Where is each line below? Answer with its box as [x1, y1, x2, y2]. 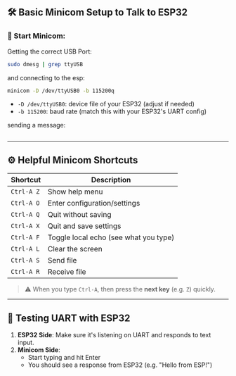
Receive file [48, 267, 86, 277]
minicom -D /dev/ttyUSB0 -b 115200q [7, 87, 114, 94]
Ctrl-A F [11, 234, 40, 242]
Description [91, 175, 131, 185]
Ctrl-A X [11, 222, 40, 230]
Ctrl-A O [11, 199, 40, 207]
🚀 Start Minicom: [7, 31, 66, 41]
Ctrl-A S [11, 256, 40, 265]
